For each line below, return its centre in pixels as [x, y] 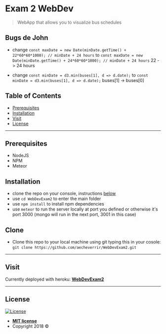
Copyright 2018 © [31, 326]
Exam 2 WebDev [40, 9]
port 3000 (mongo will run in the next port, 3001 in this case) [74, 214]
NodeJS [21, 156]
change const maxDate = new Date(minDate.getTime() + [69, 49]
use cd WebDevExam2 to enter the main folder [57, 199]
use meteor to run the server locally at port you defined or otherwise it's [85, 209]
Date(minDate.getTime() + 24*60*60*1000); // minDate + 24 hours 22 [84, 60]
